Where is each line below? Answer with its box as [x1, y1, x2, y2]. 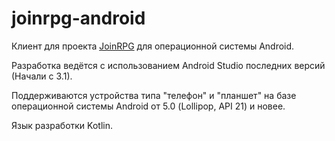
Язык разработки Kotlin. [11, 119, 113, 131]
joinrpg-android [11, 7, 146, 30]
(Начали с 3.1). [11, 70, 73, 82]
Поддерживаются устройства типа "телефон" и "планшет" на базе [11, 89, 297, 101]
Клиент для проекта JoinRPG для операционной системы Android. [11, 40, 295, 52]
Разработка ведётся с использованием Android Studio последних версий [11, 59, 326, 71]
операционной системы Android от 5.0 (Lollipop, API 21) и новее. [11, 100, 286, 112]
